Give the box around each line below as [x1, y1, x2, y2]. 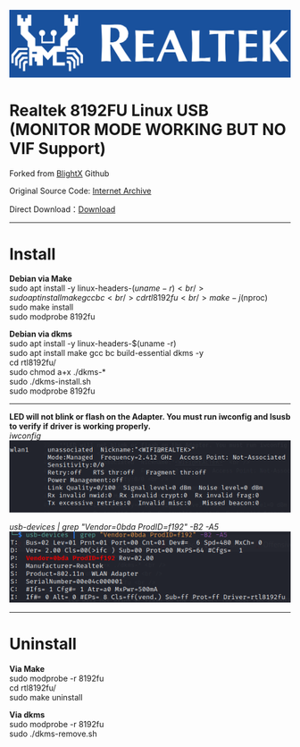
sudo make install [9, 301, 74, 313]
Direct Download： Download [9, 203, 116, 215]
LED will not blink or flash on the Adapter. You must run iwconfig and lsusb [9, 412, 291, 422]
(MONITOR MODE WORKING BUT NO [9, 119, 287, 140]
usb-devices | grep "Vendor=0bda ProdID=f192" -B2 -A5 [9, 521, 220, 532]
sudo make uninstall [9, 692, 83, 702]
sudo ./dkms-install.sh [9, 377, 92, 387]
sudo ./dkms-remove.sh [9, 728, 98, 739]
